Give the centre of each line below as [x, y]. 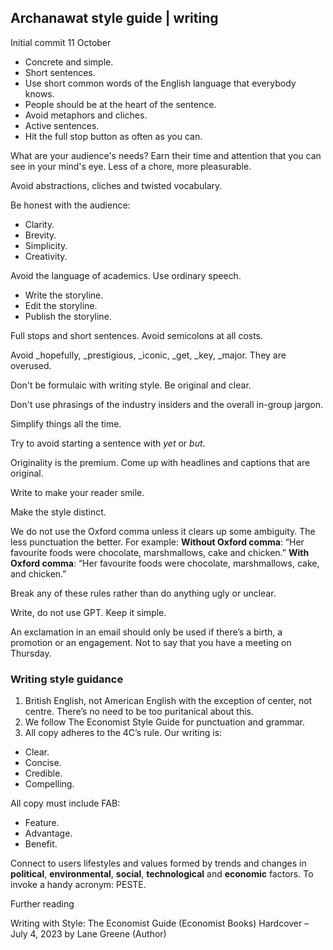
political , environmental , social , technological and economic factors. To [162, 874]
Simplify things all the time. [66, 423]
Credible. [43, 773]
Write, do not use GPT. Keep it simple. [88, 612]
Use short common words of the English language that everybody [160, 83]
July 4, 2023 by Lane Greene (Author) [88, 934]
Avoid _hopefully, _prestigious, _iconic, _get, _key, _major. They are [148, 355]
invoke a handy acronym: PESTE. [78, 885]
